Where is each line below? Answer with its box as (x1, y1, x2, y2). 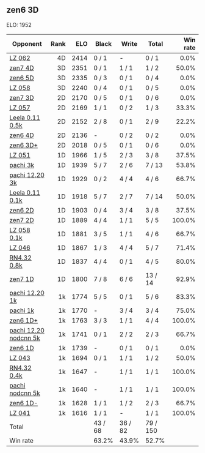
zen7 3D (9, 93, 34, 102)
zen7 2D (9, 215, 34, 224)
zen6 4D (9, 131, 34, 140)
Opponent (12, 39, 42, 48)
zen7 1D (9, 275, 34, 283)
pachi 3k (9, 160, 35, 169)
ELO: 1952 (6, 21, 32, 28)
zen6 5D (9, 73, 34, 82)
